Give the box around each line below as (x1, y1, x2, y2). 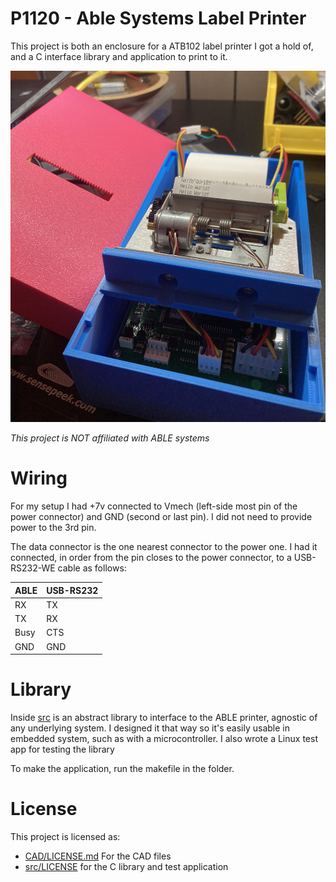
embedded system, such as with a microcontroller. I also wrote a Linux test (10, 733, 318, 744)
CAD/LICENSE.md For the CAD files (24, 850, 172, 862)
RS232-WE (10, 562, 56, 574)
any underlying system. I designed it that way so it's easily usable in (10, 722, 290, 734)
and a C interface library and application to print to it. (10, 50, 228, 62)
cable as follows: (57, 562, 127, 574)
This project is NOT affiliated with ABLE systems (10, 432, 210, 444)
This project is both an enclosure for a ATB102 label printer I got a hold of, (10, 40, 314, 52)
